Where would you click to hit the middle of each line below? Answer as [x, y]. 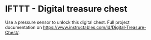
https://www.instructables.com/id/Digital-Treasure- [95, 27]
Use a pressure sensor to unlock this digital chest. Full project [67, 22]
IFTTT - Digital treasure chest [66, 9]
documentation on [24, 27]
